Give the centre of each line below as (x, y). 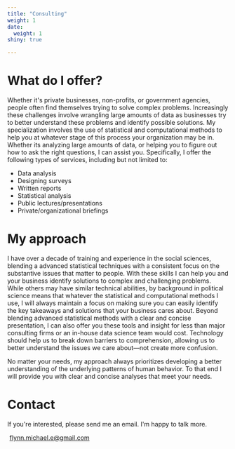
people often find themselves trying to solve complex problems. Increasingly (118, 108)
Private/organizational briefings (63, 210)
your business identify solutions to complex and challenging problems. (109, 281)
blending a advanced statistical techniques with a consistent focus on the (113, 266)
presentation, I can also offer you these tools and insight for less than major (116, 326)
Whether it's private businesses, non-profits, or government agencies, (109, 100)
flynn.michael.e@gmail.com (49, 437)
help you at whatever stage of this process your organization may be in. (111, 138)
